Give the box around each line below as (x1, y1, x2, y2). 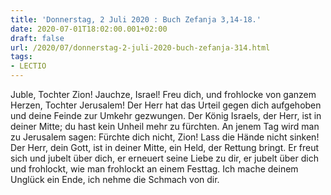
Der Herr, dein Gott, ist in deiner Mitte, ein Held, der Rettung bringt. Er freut (10, 142, 320, 153)
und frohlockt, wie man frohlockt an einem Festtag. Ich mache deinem (10, 163, 299, 175)
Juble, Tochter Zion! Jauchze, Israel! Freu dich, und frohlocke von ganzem (10, 89, 317, 100)
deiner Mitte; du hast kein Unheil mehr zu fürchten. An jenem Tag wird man (10, 121, 320, 132)
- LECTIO (10, 61, 47, 71)
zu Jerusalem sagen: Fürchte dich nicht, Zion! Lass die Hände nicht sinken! (10, 131, 320, 143)
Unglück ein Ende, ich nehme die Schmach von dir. (10, 174, 220, 185)
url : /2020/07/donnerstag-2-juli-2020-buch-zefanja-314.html (10, 42, 271, 53)
